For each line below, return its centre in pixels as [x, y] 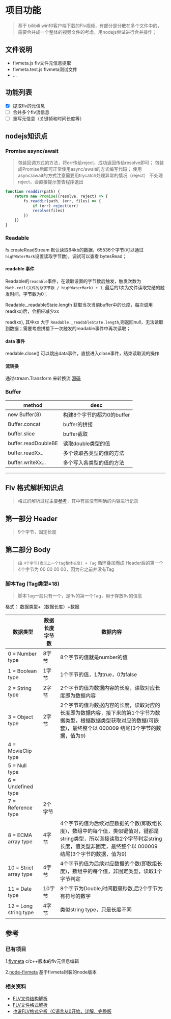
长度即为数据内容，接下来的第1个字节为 [108, 713]
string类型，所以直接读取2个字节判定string [111, 839]
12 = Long [20, 906]
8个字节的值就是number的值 [94, 657]
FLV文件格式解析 [30, 1005]
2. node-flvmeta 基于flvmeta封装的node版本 [51, 972]
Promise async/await [32, 151]
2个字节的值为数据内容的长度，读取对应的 [110, 705]
